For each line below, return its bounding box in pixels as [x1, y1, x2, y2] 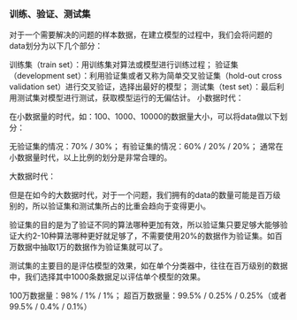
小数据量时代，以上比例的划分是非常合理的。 [9, 152, 172, 163]
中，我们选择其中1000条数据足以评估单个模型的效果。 [9, 271, 206, 282]
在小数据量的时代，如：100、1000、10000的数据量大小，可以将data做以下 [9, 111, 280, 122]
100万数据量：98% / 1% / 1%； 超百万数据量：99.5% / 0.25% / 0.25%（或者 [9, 290, 287, 301]
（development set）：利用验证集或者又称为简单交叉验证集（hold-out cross [9, 71, 283, 81]
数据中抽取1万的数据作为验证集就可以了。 [16, 241, 168, 253]
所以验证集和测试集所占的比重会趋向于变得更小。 [32, 201, 210, 211]
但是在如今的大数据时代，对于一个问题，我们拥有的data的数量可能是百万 [9, 190, 273, 201]
